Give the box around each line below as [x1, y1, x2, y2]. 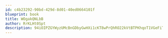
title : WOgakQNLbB [5, 16, 43, 21]
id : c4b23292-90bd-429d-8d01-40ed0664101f [5, 7, 95, 12]
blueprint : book [5, 12, 39, 17]
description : [5, 26, 32, 31]
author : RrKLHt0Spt [5, 21, 46, 26]
